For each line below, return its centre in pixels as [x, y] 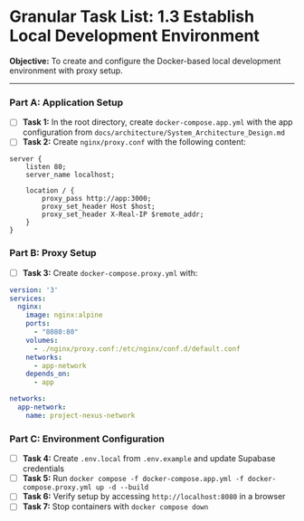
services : [28, 298]
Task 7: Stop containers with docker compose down [115, 507]
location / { [50, 191]
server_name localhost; [71, 175]
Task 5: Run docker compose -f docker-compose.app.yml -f [133, 478]
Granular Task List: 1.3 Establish [132, 17]
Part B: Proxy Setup [53, 253]
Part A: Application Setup [66, 102]
